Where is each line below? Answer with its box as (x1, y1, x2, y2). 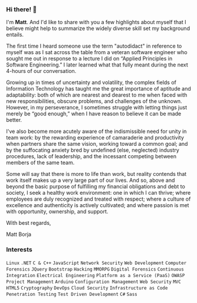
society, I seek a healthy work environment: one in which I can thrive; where (6, 189, 191, 197)
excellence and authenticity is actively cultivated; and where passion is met (6, 202, 189, 209)
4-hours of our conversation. (6, 68, 77, 75)
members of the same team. (6, 159, 75, 167)
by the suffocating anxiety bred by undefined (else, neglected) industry (6, 146, 180, 154)
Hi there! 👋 (6, 5, 37, 14)
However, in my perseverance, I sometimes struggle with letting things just (6, 104, 188, 111)
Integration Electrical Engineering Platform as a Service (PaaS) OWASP (6, 272, 185, 278)
